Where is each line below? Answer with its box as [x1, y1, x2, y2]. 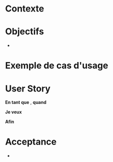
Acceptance [5, 136, 57, 147]
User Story [5, 83, 51, 94]
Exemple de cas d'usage [5, 60, 109, 71]
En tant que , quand [5, 99, 47, 105]
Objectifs [5, 26, 44, 37]
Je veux [5, 109, 22, 115]
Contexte [5, 3, 44, 14]
